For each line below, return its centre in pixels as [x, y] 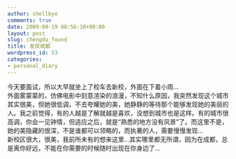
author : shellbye [33, 14]
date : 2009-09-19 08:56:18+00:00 [56, 27]
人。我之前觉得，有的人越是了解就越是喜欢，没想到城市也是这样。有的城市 [115, 113]
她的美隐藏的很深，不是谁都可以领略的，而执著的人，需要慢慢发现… [105, 130]
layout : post [26, 33]
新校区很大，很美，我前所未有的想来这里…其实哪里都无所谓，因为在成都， [115, 139]
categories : [25, 60]
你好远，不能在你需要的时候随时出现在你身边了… [90, 148]
